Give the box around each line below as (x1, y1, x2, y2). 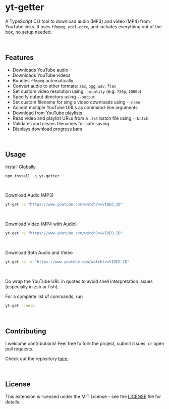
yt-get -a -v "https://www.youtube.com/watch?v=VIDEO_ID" (5, 260, 130, 265)
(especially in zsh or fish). (5, 284, 59, 290)
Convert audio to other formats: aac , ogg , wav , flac (12, 83, 117, 89)
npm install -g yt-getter (5, 173, 60, 178)
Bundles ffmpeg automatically (12, 77, 74, 83)
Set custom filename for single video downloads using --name (12, 99, 140, 105)
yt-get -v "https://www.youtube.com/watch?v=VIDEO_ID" (5, 231, 123, 236)
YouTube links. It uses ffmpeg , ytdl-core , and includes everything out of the (5, 23, 162, 29)
